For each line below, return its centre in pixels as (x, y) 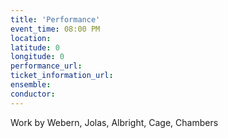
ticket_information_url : (62, 76)
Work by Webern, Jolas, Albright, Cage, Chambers (114, 122)
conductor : (33, 94)
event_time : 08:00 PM (55, 29)
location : (31, 38)
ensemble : (31, 85)
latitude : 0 (35, 47)
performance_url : (46, 66)
